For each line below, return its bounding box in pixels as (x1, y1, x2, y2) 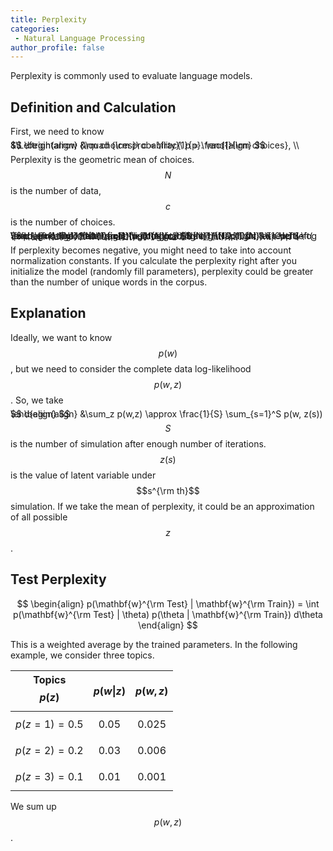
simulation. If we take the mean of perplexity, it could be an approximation (10, 500, 315, 512)
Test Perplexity (10, 571, 107, 588)
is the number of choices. (10, 216, 116, 228)
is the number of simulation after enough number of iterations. (10, 437, 267, 450)
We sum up (10, 800, 57, 812)
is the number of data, (10, 185, 102, 197)
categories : (10, 24, 60, 34)
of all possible (10, 511, 68, 523)
